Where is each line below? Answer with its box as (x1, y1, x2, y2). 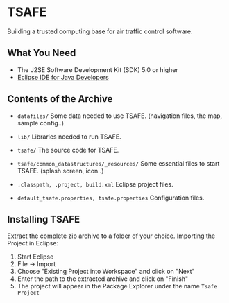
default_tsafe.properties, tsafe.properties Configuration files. (17, 193, 205, 202)
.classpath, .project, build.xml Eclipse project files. (17, 180, 173, 188)
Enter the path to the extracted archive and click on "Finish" (17, 275, 189, 283)
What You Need (7, 47, 76, 59)
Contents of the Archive (7, 93, 113, 105)
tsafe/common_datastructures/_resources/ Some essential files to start (17, 159, 220, 167)
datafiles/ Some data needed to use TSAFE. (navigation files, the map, (17, 112, 223, 120)
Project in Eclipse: (7, 239, 59, 248)
